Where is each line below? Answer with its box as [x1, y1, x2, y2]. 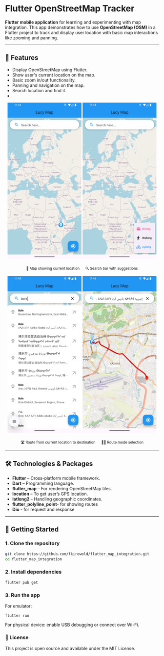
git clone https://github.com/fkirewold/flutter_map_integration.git [5, 551, 150, 557]
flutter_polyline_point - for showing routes [12, 501, 98, 507]
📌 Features [5, 53, 39, 62]
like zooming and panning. [5, 35, 59, 41]
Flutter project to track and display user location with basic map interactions [5, 29, 158, 35]
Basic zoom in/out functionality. [12, 77, 76, 83]
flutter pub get [5, 580, 38, 585]
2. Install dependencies [5, 568, 62, 575]
